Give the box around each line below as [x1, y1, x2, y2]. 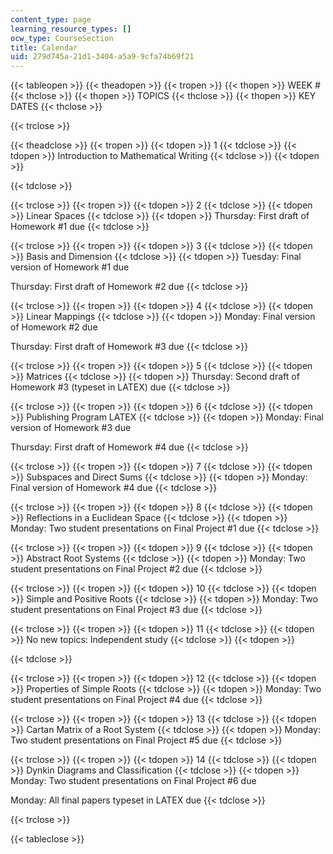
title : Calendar [10, 42, 78, 53]
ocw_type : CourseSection [10, 33, 114, 43]
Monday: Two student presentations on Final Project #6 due [10, 775, 257, 787]
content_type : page [10, 14, 92, 25]
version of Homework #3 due [10, 422, 132, 434]
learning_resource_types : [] [10, 24, 132, 34]
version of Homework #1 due [10, 261, 130, 273]
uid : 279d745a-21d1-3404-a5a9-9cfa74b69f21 [10, 52, 195, 62]
